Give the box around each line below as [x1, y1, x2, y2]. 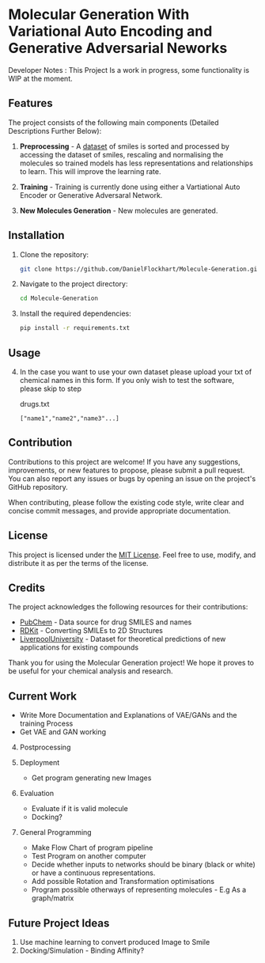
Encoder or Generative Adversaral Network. [19, 190, 163, 199]
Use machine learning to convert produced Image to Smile [19, 938, 210, 947]
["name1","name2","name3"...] [19, 415, 120, 423]
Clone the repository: [19, 249, 89, 259]
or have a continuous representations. [31, 868, 156, 878]
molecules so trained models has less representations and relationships [19, 158, 253, 168]
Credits [8, 582, 46, 595]
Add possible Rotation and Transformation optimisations [31, 877, 215, 886]
